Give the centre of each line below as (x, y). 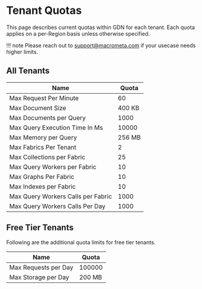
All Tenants (28, 71)
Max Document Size (38, 108)
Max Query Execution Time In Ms (56, 128)
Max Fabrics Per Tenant (43, 147)
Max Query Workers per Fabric (53, 167)
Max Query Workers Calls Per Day (57, 206)
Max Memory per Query (43, 137)
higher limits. (22, 51)
